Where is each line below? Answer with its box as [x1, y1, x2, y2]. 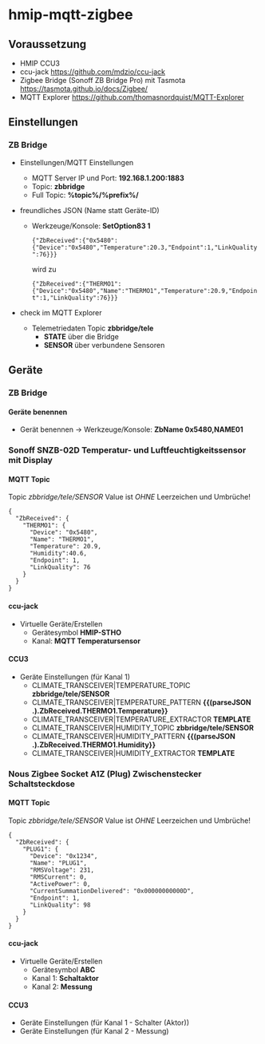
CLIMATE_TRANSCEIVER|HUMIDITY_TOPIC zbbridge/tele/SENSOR [31, 722, 254, 732]
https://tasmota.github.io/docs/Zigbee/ [19, 84, 148, 93]
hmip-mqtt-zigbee [8, 6, 133, 24]
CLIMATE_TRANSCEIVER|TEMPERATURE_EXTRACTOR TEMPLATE [31, 714, 251, 724]
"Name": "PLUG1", [29, 859, 88, 867]
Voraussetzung [8, 38, 86, 51]
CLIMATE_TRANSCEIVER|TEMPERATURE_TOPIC [31, 680, 191, 690]
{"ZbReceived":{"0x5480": [31, 236, 118, 244]
